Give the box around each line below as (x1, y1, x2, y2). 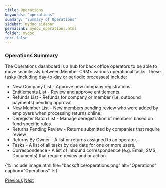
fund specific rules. (12, 121, 52, 127)
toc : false (5, 36, 28, 41)
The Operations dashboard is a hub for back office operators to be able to (5, 63, 157, 69)
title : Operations (5, 7, 43, 13)
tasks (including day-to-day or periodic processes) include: (5, 74, 127, 80)
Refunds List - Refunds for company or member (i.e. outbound (12, 94, 141, 100)
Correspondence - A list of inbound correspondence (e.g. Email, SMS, (12, 147, 157, 153)
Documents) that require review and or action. (12, 153, 107, 159)
